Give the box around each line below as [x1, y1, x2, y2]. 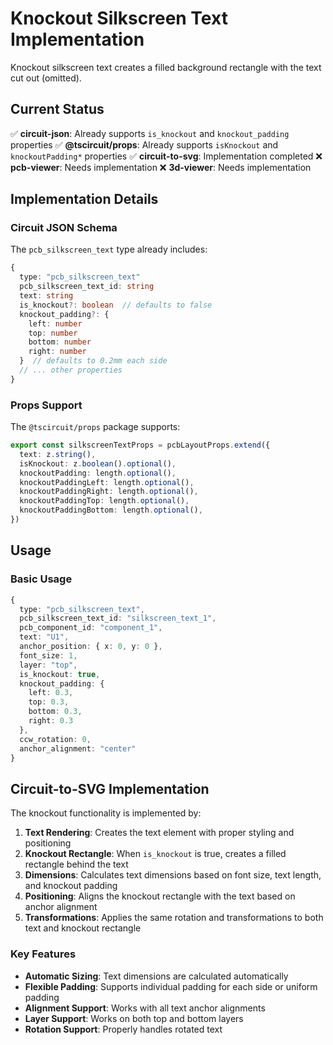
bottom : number [28, 337, 92, 347]
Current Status [10, 101, 105, 118]
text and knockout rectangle [24, 922, 142, 934]
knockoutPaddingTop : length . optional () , [19, 496, 190, 506]
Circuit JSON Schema [10, 221, 118, 235]
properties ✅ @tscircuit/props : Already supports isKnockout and [10, 138, 279, 151]
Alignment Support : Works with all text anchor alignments [24, 1002, 266, 1014]
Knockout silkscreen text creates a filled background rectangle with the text [10, 61, 322, 73]
